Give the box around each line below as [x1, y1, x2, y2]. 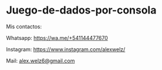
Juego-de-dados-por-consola [6, 4, 157, 17]
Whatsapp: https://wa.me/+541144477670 [6, 34, 109, 41]
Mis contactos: [6, 23, 42, 30]
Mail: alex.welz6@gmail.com [6, 57, 75, 64]
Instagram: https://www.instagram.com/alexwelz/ [6, 45, 126, 53]
